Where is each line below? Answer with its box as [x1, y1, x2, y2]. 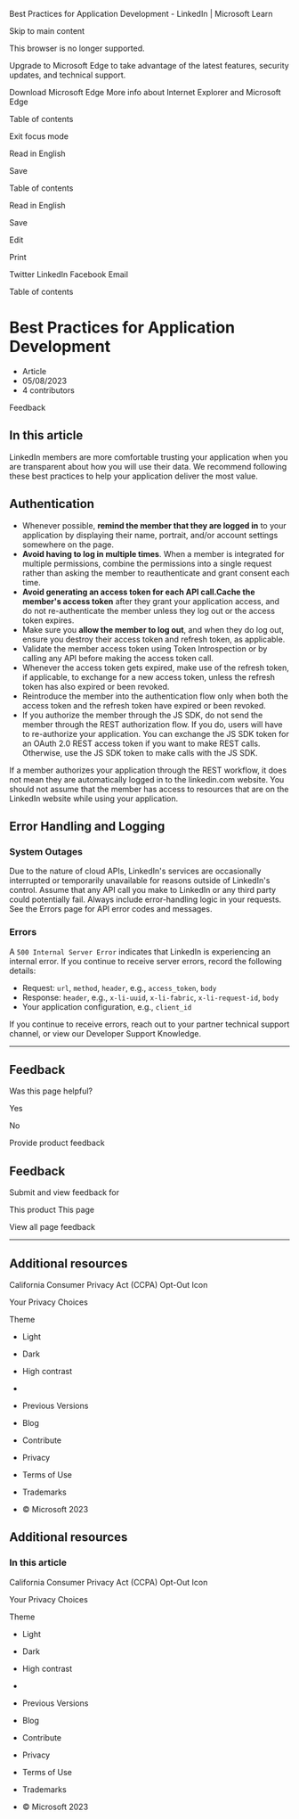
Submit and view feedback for [9, 1187, 120, 1198]
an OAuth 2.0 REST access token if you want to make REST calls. [21, 738, 261, 749]
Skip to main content [9, 26, 85, 36]
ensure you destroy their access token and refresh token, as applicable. [21, 634, 286, 644]
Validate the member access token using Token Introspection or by [21, 643, 268, 654]
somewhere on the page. [21, 539, 114, 550]
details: [9, 965, 36, 976]
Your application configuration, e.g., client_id [21, 1001, 192, 1012]
